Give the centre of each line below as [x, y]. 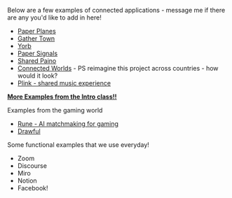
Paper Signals [37, 53]
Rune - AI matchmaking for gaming [68, 124]
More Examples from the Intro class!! [62, 97]
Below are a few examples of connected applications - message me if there [116, 10]
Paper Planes [36, 31]
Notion [27, 181]
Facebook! [33, 188]
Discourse [32, 166]
